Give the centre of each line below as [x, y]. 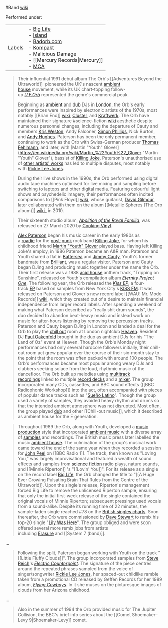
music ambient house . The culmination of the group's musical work [87, 442]
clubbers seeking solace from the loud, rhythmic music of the [81, 369]
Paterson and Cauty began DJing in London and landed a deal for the [89, 326]
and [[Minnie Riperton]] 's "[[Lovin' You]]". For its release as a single [88, 469]
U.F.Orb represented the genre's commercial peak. [77, 95]
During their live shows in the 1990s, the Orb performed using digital [88, 178]
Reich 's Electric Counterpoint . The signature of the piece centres [85, 563]
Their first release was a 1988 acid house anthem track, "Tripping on [88, 273]
